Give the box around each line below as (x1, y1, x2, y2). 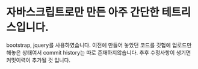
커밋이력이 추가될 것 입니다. (6, 56, 71, 64)
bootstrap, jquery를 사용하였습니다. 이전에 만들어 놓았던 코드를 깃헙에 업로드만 (6, 41, 192, 49)
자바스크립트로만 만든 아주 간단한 (6, 5, 159, 19)
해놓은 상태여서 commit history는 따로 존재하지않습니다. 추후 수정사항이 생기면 (6, 49, 191, 56)
